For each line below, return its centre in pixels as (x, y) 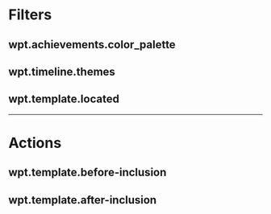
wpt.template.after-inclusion (83, 200)
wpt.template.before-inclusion (88, 173)
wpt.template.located (64, 99)
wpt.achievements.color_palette (92, 45)
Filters (30, 15)
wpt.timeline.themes (62, 71)
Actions (35, 143)
